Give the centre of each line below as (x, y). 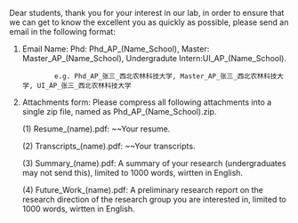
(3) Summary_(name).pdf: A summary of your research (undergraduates (154, 163)
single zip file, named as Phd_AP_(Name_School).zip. (119, 111)
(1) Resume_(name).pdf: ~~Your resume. (96, 129)
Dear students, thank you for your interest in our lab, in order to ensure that (147, 13)
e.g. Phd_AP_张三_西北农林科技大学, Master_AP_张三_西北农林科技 (166, 76)
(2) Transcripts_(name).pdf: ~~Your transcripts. (109, 146)
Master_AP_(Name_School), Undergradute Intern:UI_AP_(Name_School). (154, 58)
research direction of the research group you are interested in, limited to (154, 199)
